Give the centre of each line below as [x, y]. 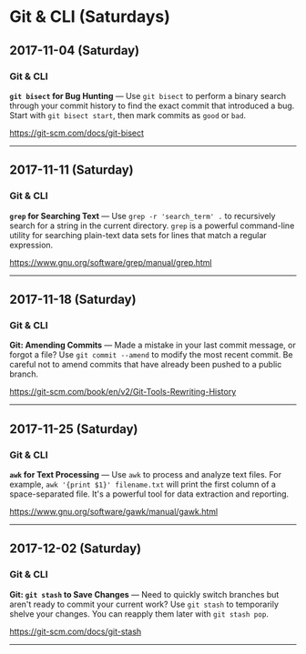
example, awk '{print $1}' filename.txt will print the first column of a [143, 484]
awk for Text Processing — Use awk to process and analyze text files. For [146, 474]
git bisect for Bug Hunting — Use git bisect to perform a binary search [148, 96]
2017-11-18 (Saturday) [73, 299]
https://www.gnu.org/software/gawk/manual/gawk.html [114, 511]
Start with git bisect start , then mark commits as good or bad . [128, 115]
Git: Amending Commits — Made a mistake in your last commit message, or [153, 345]
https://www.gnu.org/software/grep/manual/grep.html [111, 262]
